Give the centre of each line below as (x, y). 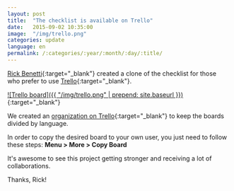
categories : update (36, 40)
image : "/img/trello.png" (47, 34)
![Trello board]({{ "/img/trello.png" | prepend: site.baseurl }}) (95, 94)
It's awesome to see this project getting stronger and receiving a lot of (110, 158)
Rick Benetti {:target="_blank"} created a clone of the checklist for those (112, 73)
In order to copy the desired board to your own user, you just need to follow (117, 137)
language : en (27, 47)
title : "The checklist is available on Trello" (80, 21)
